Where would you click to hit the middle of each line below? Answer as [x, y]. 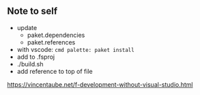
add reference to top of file [55, 71]
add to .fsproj [36, 57]
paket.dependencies [56, 35]
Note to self [32, 11]
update [27, 27]
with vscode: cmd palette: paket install [75, 49]
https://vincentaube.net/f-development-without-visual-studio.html [100, 84]
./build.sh [30, 64]
